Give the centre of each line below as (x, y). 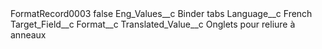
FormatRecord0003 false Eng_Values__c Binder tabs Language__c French (161, 13)
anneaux (28, 35)
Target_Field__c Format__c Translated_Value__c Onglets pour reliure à (153, 24)
